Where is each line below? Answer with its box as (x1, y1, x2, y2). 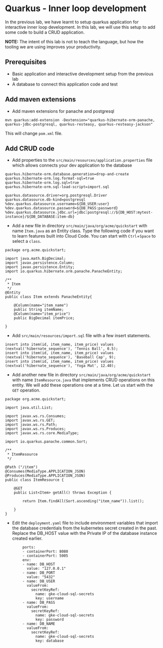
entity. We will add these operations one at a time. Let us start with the (12, 382, 153, 388)
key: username (35, 596, 64, 601)
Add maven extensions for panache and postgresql (12, 108, 114, 114)
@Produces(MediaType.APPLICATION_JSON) (5, 473, 86, 478)
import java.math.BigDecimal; (5, 256, 66, 261)
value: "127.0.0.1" (26, 566, 66, 571)
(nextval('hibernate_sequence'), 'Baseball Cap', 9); (5, 355, 116, 360)
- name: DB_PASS (22, 600, 55, 605)
